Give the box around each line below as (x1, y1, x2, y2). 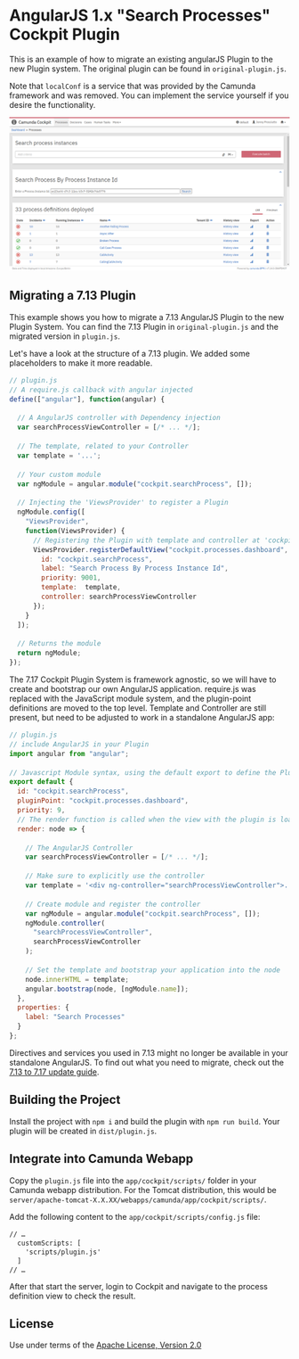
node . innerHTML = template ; (25, 975, 129, 984)
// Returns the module (17, 639, 101, 648)
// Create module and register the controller (25, 900, 201, 909)
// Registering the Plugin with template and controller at (32, 536, 261, 545)
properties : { (17, 1003, 69, 1012)
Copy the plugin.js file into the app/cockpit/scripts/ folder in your (9, 1174, 257, 1186)
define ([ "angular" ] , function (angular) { (9, 394, 166, 404)
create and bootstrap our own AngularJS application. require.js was (9, 684, 256, 694)
